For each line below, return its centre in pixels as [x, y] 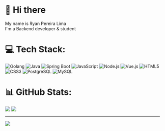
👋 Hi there [25, 10]
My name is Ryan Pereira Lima [36, 23]
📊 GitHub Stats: [39, 92]
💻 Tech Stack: [35, 50]
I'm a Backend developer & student [41, 28]
